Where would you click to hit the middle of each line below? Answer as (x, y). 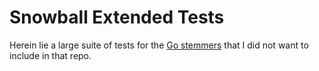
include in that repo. (50, 55)
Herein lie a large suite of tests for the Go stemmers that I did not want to (159, 45)
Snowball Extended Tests (117, 17)
